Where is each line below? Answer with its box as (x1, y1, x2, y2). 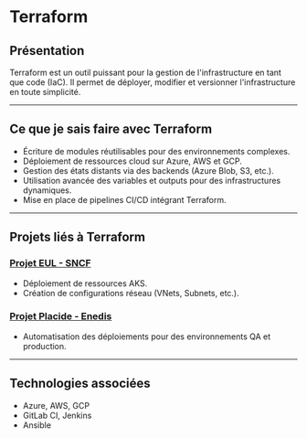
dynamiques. (22, 185, 72, 196)
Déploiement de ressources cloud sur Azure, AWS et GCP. (22, 155, 242, 166)
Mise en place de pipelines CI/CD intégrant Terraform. (22, 194, 227, 205)
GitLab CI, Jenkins (22, 410, 92, 421)
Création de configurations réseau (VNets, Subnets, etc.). (22, 287, 239, 298)
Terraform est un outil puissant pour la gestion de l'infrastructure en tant (9, 67, 281, 78)
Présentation (9, 43, 85, 59)
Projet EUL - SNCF (9, 257, 91, 270)
